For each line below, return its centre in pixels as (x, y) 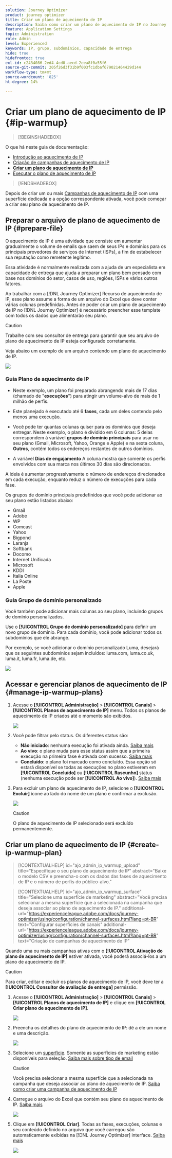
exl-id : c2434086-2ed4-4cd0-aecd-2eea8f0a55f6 (56, 63)
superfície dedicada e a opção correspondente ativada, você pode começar (86, 199)
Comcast (22, 527)
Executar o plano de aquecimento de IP (54, 173)
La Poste (22, 581)
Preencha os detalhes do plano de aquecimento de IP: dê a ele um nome (90, 1027)
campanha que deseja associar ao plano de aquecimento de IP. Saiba (86, 1083)
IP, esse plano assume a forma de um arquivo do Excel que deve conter (81, 299)
